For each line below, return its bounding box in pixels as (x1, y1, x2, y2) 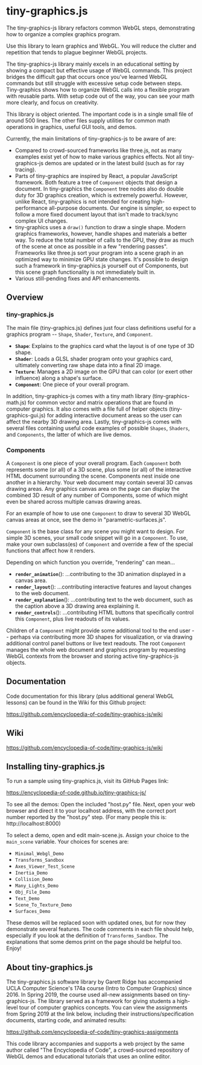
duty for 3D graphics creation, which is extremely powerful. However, (14, 191, 188, 198)
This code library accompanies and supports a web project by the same (6, 1040, 185, 1048)
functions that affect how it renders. (6, 547, 95, 554)
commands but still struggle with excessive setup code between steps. (6, 80, 183, 87)
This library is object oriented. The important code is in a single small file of (6, 110, 194, 118)
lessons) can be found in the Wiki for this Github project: (6, 698, 147, 706)
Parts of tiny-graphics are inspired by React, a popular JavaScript (14, 172, 178, 179)
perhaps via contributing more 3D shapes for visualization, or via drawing (10, 633, 193, 640)
